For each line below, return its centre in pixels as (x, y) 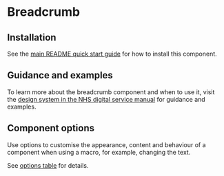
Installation (32, 37)
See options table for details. (48, 165)
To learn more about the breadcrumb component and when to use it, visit (111, 92)
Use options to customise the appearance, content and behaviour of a (106, 144)
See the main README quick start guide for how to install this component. (112, 54)
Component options (51, 128)
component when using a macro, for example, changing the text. (99, 152)
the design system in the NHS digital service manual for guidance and (106, 99)
